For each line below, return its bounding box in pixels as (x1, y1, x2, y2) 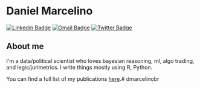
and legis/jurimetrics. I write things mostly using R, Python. (6, 63, 153, 71)
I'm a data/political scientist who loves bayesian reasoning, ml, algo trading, (6, 57, 195, 64)
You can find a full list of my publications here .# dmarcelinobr (6, 75, 160, 82)
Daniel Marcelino (6, 4, 93, 18)
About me (6, 41, 44, 51)
